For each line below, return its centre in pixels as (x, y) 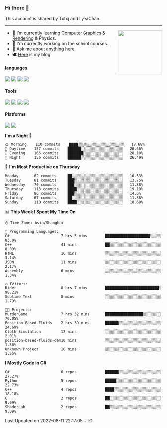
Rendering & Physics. (34, 38)
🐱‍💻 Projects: (19, 310)
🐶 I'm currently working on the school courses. (60, 44)
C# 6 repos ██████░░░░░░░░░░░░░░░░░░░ (83, 372)
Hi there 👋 (17, 8)
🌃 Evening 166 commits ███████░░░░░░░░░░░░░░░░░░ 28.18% (74, 153)
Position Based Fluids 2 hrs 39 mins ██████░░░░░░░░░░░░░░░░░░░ (83, 323)
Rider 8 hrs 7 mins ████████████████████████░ (83, 288)
